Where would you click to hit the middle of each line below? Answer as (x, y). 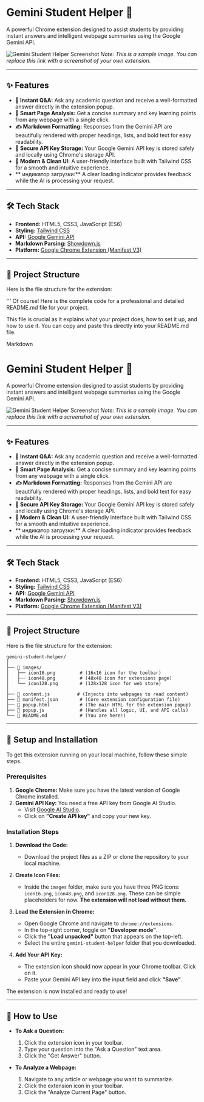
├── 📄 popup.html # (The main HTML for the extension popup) (99, 705)
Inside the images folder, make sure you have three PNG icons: (102, 887)
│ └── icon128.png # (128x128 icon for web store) (84, 683)
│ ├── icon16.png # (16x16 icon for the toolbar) (84, 673)
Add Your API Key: (39, 955)
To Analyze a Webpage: (46, 1067)
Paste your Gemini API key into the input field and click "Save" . (103, 979)
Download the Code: (42, 845)
